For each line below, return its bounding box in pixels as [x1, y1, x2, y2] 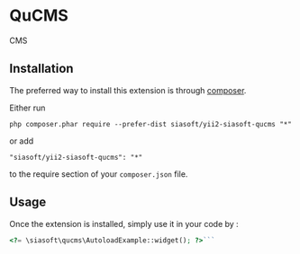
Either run [9, 102, 46, 113]
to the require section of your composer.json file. [9, 168, 188, 180]
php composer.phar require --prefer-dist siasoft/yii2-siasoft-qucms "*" [9, 119, 293, 128]
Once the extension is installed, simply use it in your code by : [9, 218, 239, 229]
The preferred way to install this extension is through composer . [9, 84, 247, 95]
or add [9, 136, 34, 146]
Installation [9, 61, 74, 76]
